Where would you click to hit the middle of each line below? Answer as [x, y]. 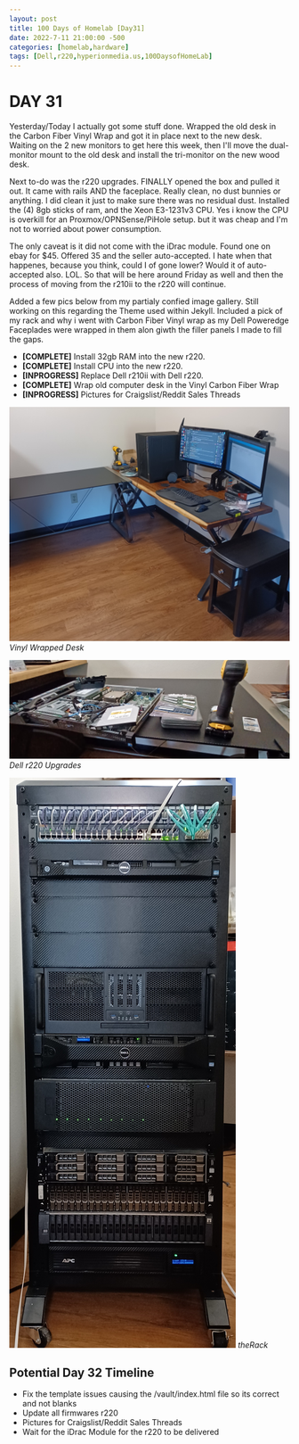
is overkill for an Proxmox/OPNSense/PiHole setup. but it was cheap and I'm [149, 219]
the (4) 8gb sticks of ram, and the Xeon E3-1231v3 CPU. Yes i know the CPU [149, 210]
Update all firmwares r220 [70, 1413]
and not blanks [49, 1404]
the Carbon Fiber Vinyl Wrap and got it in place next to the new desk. [136, 136]
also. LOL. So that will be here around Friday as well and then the [165, 275]
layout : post [33, 19]
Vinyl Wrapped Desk [47, 648]
